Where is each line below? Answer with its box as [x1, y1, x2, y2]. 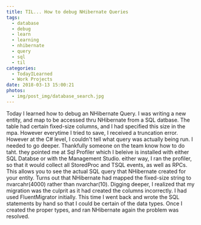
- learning [12, 37, 39, 43]
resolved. [6, 212, 30, 220]
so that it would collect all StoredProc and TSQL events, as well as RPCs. [6, 161, 188, 168]
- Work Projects [12, 76, 53, 82]
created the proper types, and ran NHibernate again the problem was [6, 206, 179, 214]
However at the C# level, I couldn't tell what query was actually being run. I [6, 135, 193, 143]
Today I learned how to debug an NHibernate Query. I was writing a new [6, 109, 186, 117]
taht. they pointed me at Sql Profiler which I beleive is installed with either [6, 148, 189, 155]
